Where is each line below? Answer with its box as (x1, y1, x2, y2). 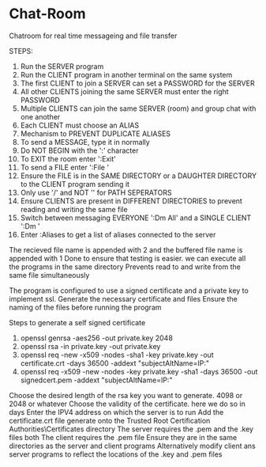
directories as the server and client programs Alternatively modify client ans (9, 441, 256, 450)
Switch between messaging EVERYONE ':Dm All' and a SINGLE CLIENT (20, 213, 252, 222)
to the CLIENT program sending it (20, 179, 129, 188)
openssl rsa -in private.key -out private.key (20, 341, 161, 351)
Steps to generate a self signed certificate (9, 317, 146, 327)
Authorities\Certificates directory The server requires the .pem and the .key (9, 424, 254, 434)
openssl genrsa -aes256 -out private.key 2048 (20, 333, 173, 343)
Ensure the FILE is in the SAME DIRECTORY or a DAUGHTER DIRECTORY (20, 171, 257, 180)
